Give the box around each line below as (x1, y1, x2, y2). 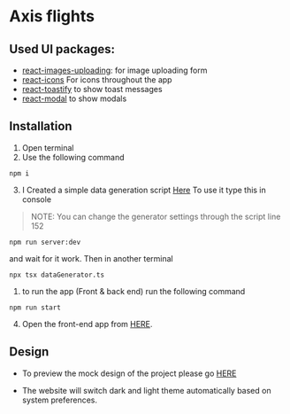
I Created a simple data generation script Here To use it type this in (21, 184, 267, 195)
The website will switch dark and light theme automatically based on (21, 385, 271, 395)
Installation (9, 119, 72, 134)
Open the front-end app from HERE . (21, 318, 153, 329)
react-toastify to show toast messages (21, 84, 163, 94)
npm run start (9, 303, 62, 312)
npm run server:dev (9, 238, 81, 246)
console (21, 193, 51, 205)
